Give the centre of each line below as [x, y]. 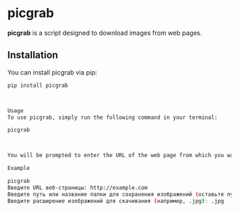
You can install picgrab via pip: [52, 72]
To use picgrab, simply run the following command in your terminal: [113, 117]
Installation [33, 55]
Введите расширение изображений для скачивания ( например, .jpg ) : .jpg [116, 201]
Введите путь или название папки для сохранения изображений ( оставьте [116, 194]
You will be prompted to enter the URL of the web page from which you [116, 155]
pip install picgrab [38, 85]
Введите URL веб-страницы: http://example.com [78, 187]
